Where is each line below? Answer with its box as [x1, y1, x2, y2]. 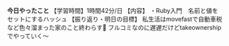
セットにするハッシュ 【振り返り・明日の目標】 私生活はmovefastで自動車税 [7, 15, 222, 23]
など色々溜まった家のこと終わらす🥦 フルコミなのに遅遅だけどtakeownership [7, 24, 221, 31]
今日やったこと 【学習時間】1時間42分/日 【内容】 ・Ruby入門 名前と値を [7, 7, 219, 14]
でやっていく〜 [7, 32, 49, 40]
